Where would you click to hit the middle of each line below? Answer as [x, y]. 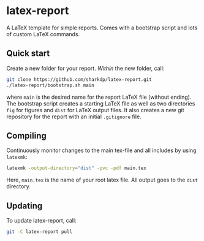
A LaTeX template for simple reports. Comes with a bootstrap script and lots [102, 28]
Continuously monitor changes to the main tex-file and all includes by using [101, 150]
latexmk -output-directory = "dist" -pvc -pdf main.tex [77, 168]
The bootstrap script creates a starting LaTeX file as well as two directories [101, 103]
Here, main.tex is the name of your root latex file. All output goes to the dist [102, 180]
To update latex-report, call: [41, 220]
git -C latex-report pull [39, 232]
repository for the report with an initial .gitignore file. [74, 117]
